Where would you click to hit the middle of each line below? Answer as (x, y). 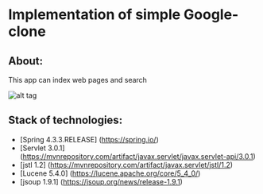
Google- (211, 15)
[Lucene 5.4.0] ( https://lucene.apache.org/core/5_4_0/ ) (110, 173)
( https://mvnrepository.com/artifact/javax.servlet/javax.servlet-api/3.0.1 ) (137, 156)
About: (26, 61)
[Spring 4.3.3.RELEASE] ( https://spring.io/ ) (89, 139)
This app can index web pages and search (77, 80)
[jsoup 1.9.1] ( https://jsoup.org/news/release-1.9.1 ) (101, 181)
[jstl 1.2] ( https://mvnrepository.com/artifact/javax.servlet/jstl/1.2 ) (126, 165)
